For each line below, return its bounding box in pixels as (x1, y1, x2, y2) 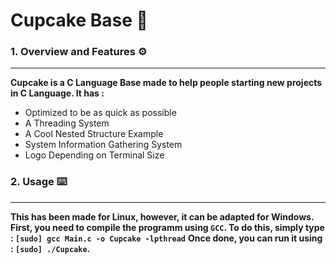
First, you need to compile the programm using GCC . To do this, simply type (10, 221, 325, 233)
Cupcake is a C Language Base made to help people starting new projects (10, 77, 323, 89)
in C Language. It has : (10, 87, 105, 99)
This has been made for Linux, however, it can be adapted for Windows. (10, 210, 315, 223)
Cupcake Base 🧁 (10, 9, 148, 32)
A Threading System (24, 117, 110, 129)
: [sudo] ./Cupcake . (10, 242, 91, 254)
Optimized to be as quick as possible (24, 107, 177, 119)
